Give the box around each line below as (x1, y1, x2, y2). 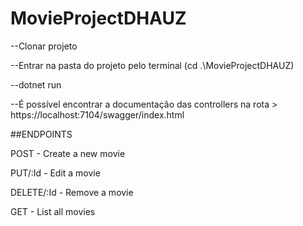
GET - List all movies (10, 205, 96, 217)
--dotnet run (10, 78, 62, 91)
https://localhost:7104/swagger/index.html (10, 108, 185, 121)
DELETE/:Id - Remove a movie (10, 186, 134, 198)
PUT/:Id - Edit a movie (10, 167, 101, 179)
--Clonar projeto (10, 40, 78, 52)
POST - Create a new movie (10, 147, 126, 159)
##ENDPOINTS (10, 128, 73, 140)
